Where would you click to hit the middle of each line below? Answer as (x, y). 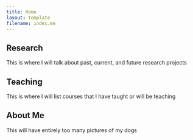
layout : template (28, 18)
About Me (25, 115)
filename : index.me (31, 23)
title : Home (21, 12)
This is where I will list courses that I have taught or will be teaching (91, 96)
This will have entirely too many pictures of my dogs (72, 130)
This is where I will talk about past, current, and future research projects (96, 63)
